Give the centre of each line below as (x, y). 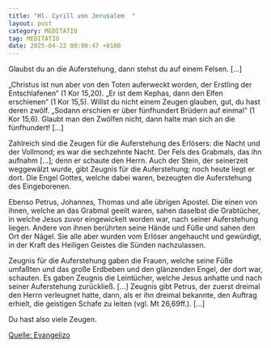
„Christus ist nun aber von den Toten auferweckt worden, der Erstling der (130, 85)
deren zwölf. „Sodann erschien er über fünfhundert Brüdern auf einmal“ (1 (131, 111)
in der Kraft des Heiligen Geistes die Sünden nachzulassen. (107, 245)
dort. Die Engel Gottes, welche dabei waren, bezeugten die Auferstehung (130, 178)
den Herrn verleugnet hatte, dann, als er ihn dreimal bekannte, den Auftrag (133, 295)
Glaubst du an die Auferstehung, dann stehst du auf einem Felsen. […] (125, 69)
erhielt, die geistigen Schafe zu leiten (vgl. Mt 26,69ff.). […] (107, 303)
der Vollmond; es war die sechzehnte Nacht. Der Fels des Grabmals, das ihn (135, 152)
